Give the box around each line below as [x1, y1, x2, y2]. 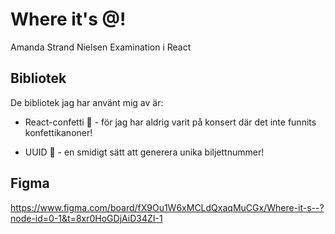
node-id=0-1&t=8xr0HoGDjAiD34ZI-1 [10, 212, 163, 224]
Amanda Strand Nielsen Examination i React [10, 41, 192, 53]
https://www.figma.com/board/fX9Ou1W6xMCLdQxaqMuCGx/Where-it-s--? [10, 201, 325, 213]
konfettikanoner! [24, 126, 93, 138]
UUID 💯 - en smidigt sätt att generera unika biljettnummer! [24, 146, 265, 158]
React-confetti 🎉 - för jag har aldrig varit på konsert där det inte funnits [24, 116, 317, 128]
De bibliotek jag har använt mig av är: [10, 96, 164, 108]
